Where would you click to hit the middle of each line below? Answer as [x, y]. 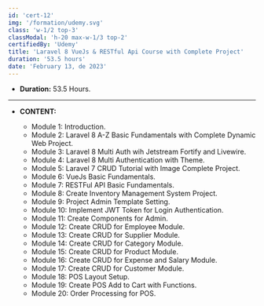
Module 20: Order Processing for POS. [93, 293]
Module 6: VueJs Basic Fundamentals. [93, 177]
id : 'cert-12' [31, 15]
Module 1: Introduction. [68, 126]
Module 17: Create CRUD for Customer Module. [108, 268]
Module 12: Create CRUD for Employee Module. [108, 226]
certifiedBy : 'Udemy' [44, 45]
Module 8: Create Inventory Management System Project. [124, 193]
